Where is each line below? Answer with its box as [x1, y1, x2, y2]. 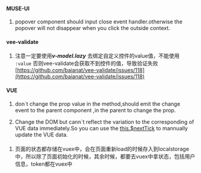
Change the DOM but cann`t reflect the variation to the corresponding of [14, 118, 194, 126]
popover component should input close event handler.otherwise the [14, 18, 183, 25]
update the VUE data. [14, 131, 68, 138]
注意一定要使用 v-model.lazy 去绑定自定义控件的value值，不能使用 [14, 52, 180, 59]
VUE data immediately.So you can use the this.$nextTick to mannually [14, 124, 188, 132]
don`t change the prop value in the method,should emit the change [14, 100, 181, 108]
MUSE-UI [6, 5, 30, 12]
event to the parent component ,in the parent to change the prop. [14, 106, 176, 114]
